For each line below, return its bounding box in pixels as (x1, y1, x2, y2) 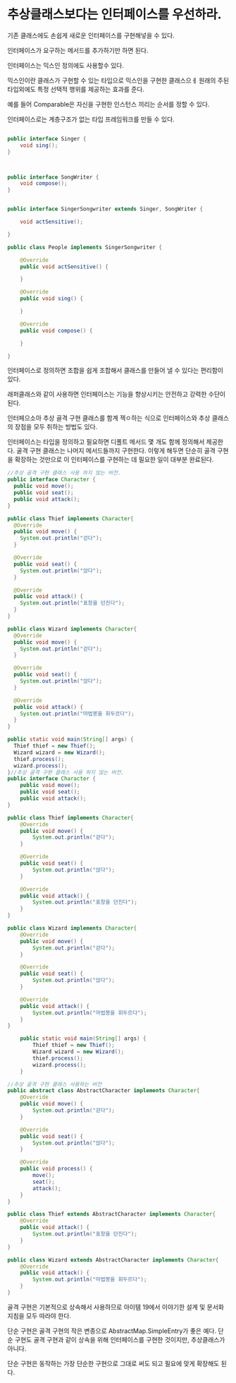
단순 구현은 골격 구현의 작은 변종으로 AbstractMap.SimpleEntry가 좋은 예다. (7, 1327, 217, 1335)
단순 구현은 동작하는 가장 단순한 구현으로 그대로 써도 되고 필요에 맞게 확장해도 (7, 1359, 220, 1367)
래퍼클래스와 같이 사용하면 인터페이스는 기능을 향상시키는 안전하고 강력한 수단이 (7, 390, 226, 399)
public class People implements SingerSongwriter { (7, 244, 162, 251)
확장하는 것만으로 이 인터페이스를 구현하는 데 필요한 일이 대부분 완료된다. (14, 455, 214, 464)
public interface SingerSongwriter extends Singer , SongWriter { (7, 205, 203, 212)
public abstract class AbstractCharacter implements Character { (7, 1087, 200, 1094)
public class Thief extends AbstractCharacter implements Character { (7, 1211, 216, 1218)
